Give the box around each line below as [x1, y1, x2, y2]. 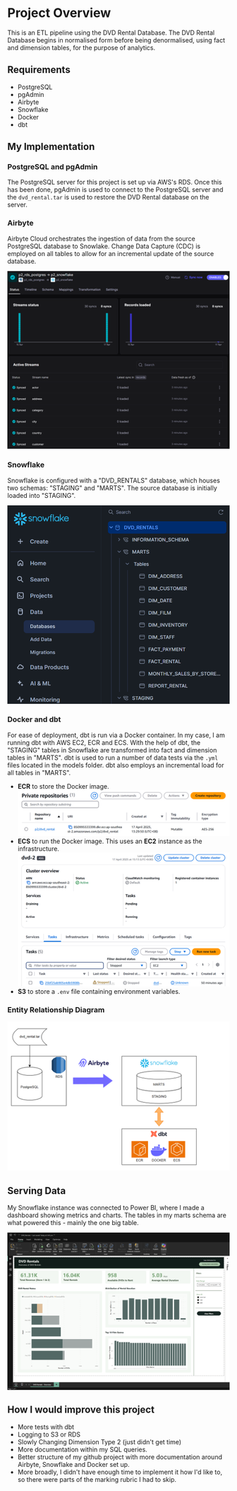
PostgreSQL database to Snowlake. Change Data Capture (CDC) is [7, 242, 201, 250]
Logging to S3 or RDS [17, 1430, 81, 1439]
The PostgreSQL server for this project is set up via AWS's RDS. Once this [7, 178, 222, 187]
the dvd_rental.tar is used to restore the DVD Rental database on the [7, 193, 209, 202]
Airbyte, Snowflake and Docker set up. [17, 1460, 130, 1468]
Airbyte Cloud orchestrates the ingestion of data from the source [7, 234, 195, 243]
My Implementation [7, 141, 95, 153]
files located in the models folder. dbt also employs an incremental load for [7, 760, 224, 769]
